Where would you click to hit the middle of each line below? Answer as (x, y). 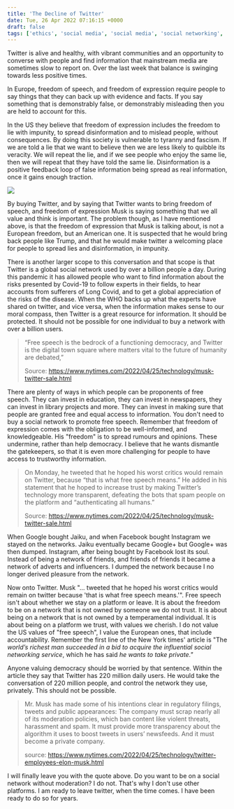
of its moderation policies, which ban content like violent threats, (117, 719)
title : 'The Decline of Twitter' (56, 14)
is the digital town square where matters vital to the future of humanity (125, 350)
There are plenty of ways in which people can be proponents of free (105, 392)
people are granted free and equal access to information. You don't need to (116, 415)
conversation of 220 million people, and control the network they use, (108, 683)
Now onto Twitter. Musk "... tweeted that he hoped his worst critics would (113, 588)
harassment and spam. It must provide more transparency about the (122, 726)
